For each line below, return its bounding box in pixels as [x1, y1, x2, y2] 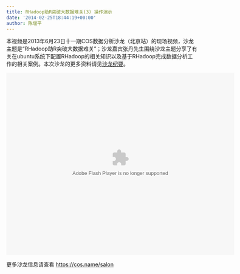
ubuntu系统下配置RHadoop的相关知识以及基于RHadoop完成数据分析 [16, 53, 188, 60]
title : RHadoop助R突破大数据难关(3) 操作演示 [6, 9, 112, 15]
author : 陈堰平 [6, 20, 42, 26]
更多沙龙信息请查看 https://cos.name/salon [6, 261, 114, 268]
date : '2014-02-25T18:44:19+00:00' [6, 15, 97, 21]
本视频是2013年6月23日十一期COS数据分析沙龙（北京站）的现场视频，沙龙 [6, 38, 194, 45]
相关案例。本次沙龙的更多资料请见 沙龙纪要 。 [16, 60, 129, 67]
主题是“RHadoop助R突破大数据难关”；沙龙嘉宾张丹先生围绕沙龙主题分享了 [6, 45, 193, 52]
